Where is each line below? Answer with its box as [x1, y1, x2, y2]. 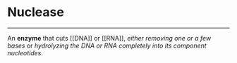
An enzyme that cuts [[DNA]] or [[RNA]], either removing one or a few [7, 34, 212, 42]
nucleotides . [7, 48, 44, 57]
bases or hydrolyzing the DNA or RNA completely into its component [7, 41, 207, 50]
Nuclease [7, 4, 65, 20]
